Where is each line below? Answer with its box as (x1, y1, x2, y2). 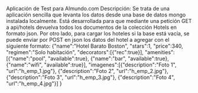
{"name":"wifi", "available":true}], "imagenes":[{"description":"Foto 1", (6, 61, 177, 68)
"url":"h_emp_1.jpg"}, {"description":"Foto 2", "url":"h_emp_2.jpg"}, (6, 68, 168, 74)
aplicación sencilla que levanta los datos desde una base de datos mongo (6, 11, 186, 18)
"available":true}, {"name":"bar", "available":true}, (48, 55, 170, 62)
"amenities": (144, 49, 176, 55)
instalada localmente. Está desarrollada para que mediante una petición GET (6, 18, 192, 24)
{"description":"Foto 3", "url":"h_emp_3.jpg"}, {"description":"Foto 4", (6, 74, 176, 81)
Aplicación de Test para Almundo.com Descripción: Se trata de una (6, 5, 170, 12)
